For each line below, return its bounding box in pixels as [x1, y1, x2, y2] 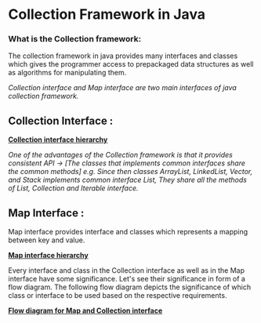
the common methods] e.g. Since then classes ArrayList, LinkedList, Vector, [8, 167, 253, 176]
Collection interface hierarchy [8, 135, 108, 144]
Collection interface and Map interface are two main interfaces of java [8, 83, 237, 93]
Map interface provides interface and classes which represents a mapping [8, 227, 248, 237]
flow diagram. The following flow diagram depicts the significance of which [8, 282, 252, 292]
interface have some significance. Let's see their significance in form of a [8, 274, 245, 284]
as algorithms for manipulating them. [8, 68, 127, 78]
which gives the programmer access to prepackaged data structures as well [8, 60, 254, 69]
